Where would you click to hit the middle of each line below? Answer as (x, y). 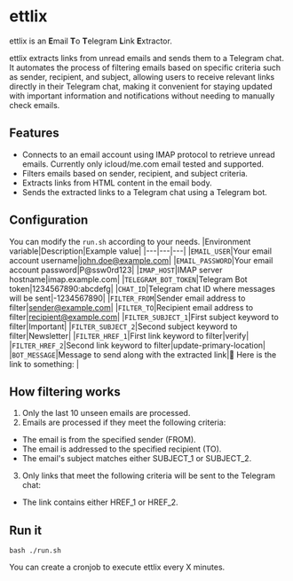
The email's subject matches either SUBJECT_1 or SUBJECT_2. (137, 459)
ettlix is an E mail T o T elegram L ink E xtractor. (91, 41)
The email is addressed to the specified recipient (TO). (122, 449)
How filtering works (65, 392)
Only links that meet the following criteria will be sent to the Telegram (149, 475)
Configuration (49, 220)
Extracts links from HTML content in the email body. (117, 183)
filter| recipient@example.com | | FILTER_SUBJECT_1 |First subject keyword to (144, 317)
